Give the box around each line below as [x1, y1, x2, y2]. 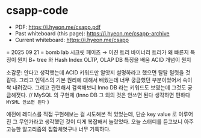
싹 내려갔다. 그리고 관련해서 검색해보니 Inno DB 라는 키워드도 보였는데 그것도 [6, 83, 187, 91]
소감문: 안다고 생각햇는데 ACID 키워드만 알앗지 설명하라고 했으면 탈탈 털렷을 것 [6, 68, 191, 76]
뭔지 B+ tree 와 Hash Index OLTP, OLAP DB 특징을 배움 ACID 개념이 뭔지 [17, 56, 191, 63]
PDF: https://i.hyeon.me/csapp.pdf [14, 23, 101, 31]
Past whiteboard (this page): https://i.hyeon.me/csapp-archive [14, 29, 170, 37]
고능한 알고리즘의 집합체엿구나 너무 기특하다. [6, 125, 111, 133]
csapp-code [6, 4, 69, 17]
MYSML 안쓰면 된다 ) [6, 98, 49, 105]
